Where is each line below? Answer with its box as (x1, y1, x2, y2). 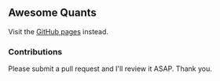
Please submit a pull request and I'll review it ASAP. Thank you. (8, 64, 212, 73)
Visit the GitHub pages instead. (8, 26, 108, 36)
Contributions (8, 46, 63, 57)
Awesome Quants (8, 6, 97, 19)
